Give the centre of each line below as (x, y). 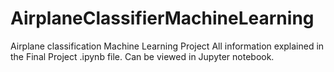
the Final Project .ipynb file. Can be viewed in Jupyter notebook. (142, 56)
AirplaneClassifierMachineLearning (162, 18)
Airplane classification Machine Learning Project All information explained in (167, 46)
